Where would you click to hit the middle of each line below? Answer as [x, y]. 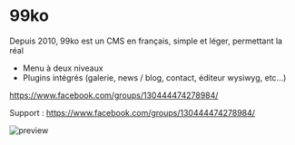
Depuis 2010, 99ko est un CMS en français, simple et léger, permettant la [146, 41]
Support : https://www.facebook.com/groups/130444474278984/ [133, 112]
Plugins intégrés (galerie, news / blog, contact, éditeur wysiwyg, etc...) [154, 77]
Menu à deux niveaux [63, 68]
